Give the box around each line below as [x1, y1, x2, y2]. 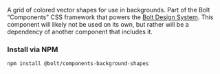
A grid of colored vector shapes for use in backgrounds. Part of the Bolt [7, 6, 210, 14]
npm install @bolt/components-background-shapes [7, 60, 149, 67]
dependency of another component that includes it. [7, 27, 153, 36]
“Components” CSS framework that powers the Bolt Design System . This [7, 13, 214, 21]
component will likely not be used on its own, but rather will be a [7, 21, 189, 28]
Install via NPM [7, 45, 58, 54]
